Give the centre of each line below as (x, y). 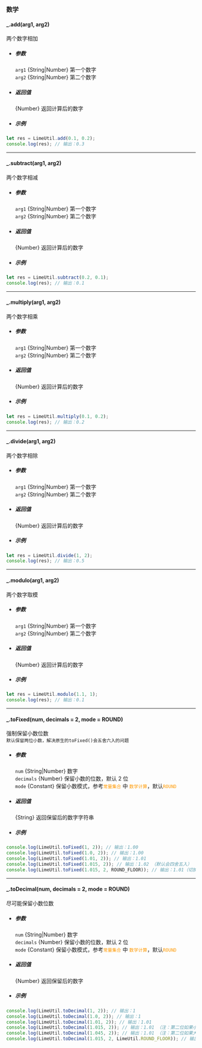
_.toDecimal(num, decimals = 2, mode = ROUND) (68, 889)
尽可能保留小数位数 (30, 903)
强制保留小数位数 (27, 733)
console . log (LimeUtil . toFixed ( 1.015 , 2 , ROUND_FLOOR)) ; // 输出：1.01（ (97, 870)
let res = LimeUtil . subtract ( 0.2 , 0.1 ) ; (58, 277)
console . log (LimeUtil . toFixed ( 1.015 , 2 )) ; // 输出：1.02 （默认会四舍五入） (99, 864)
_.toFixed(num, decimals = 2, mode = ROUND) (65, 719)
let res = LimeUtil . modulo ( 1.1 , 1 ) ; (52, 695)
